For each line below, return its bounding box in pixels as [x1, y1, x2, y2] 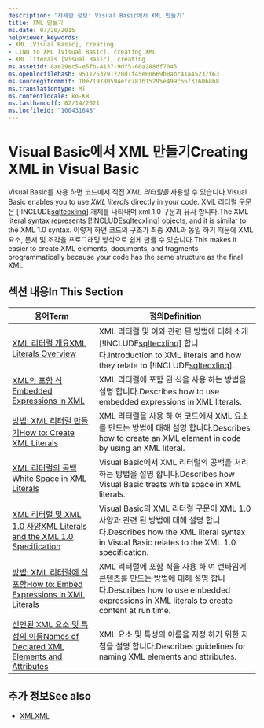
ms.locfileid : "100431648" [8, 107, 97, 115]
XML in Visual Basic [8, 161, 140, 178]
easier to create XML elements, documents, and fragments [8, 243, 199, 253]
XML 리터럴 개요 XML [12, 338, 87, 349]
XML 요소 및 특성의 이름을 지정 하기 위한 [98, 629, 240, 640]
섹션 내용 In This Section [8, 285, 123, 299]
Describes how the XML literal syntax [108, 527, 246, 538]
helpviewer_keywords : [8, 33, 79, 42]
